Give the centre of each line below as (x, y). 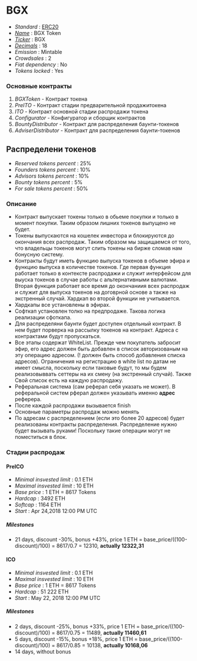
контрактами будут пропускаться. (58, 336)
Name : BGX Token (38, 33)
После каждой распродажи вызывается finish (73, 406)
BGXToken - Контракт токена (51, 99)
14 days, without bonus (43, 652)
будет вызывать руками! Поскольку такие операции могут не (93, 431)
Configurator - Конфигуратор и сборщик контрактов (80, 118)
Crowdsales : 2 (33, 58)
